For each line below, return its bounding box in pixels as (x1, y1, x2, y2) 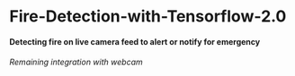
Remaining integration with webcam (9, 56, 143, 68)
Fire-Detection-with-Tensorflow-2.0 (9, 6, 287, 27)
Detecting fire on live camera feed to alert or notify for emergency (9, 36, 261, 46)
